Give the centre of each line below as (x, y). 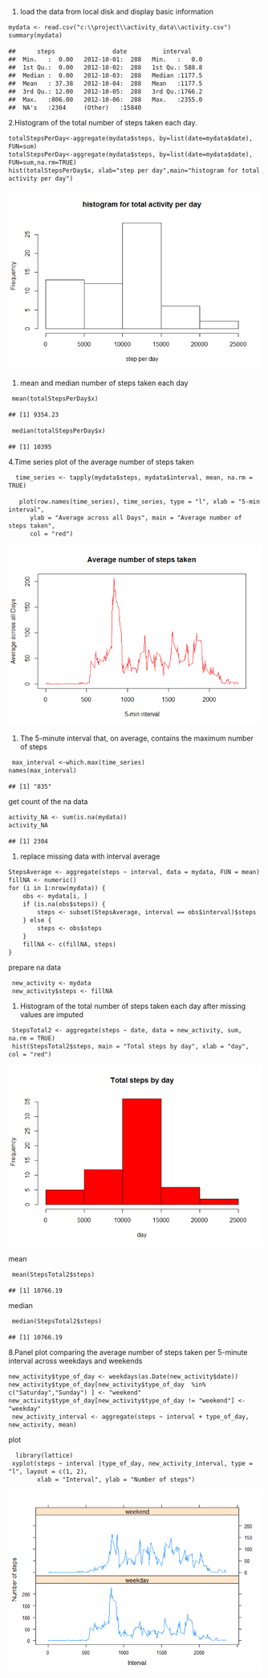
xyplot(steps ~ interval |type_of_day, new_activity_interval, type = (132, 1463)
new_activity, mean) (43, 1425)
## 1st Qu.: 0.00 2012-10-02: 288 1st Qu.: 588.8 (106, 68)
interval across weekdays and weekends (75, 1361)
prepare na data (35, 967)
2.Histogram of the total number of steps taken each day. (103, 123)
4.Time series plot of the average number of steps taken (101, 462)
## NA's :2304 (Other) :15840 (75, 108)
